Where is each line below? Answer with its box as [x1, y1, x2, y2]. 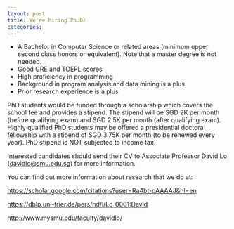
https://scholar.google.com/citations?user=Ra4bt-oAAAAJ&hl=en [7, 187, 197, 195]
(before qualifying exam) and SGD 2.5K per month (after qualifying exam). [7, 116, 221, 124]
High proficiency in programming [17, 72, 114, 81]
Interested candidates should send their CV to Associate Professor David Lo [7, 152, 227, 160]
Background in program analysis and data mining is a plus [17, 80, 185, 89]
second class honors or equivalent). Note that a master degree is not [17, 50, 217, 58]
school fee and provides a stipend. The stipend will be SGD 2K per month [7, 108, 220, 117]
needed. [17, 58, 42, 66]
